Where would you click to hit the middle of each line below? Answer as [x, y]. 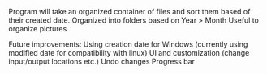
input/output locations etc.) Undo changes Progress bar [101, 61]
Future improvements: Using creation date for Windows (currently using [128, 44]
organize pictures [38, 29]
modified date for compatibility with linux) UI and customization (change [129, 53]
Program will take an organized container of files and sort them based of [129, 12]
